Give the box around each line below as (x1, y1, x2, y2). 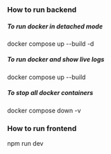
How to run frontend (7, 123, 77, 133)
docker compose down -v (7, 106, 81, 114)
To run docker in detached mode (7, 22, 103, 31)
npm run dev (7, 139, 44, 148)
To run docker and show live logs (7, 55, 105, 64)
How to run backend (7, 5, 77, 15)
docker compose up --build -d (7, 40, 94, 48)
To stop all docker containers (7, 89, 94, 97)
